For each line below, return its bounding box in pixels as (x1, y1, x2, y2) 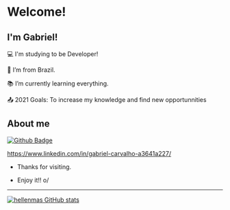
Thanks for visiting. (16, 162, 72, 171)
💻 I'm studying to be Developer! (7, 50, 99, 58)
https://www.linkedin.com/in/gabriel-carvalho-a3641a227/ (7, 149, 172, 157)
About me (7, 118, 50, 130)
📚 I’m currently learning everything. (7, 79, 109, 88)
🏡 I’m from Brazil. (7, 66, 56, 74)
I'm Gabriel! (7, 31, 58, 43)
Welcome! (7, 4, 66, 20)
